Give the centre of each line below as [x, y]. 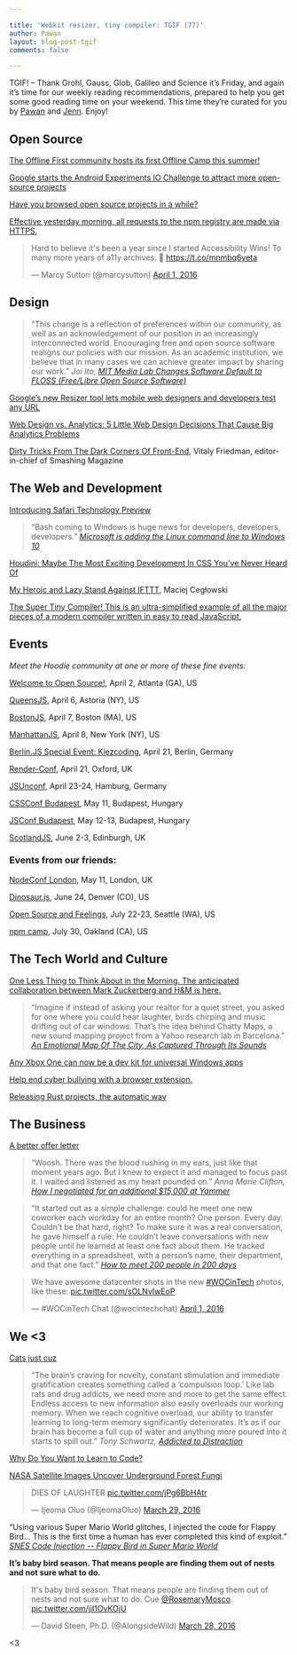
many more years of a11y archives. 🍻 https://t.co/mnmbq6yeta [144, 257]
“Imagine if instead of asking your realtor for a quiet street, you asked [158, 1007]
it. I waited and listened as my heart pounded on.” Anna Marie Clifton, [158, 1182]
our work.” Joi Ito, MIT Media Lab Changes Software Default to [146, 371]
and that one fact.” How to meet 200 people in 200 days [133, 1265]
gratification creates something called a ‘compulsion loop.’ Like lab [152, 1384]
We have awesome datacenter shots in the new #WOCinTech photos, [157, 1282]
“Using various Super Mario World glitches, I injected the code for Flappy [143, 1527]
